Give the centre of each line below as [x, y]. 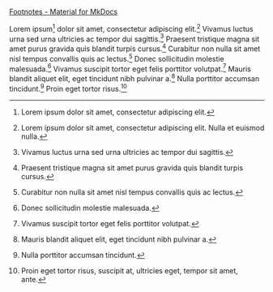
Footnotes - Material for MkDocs [64, 12]
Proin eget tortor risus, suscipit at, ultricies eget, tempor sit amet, [129, 270]
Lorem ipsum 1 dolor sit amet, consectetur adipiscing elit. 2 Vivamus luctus [131, 28]
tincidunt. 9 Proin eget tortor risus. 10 [68, 88]
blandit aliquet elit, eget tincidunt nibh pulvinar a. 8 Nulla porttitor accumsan [134, 78]
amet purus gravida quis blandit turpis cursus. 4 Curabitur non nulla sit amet [135, 48]
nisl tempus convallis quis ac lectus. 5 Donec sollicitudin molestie [117, 58]
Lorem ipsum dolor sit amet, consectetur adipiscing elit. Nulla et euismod [143, 127]
